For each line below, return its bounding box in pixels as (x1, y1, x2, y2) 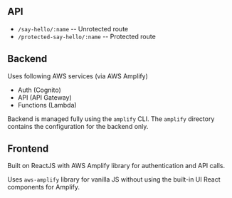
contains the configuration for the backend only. (7, 122, 149, 130)
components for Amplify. (7, 183, 80, 192)
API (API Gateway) (17, 93, 73, 102)
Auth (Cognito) (17, 85, 62, 94)
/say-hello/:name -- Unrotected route (17, 24, 129, 33)
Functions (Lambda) (17, 100, 77, 109)
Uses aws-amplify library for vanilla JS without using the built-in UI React (7, 175, 221, 184)
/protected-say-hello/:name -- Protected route (17, 32, 157, 41)
